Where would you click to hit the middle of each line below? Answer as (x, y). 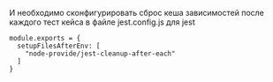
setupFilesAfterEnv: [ (59, 46)
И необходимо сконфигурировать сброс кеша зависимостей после (137, 13)
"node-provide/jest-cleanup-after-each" (100, 54)
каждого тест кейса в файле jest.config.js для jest (102, 22)
